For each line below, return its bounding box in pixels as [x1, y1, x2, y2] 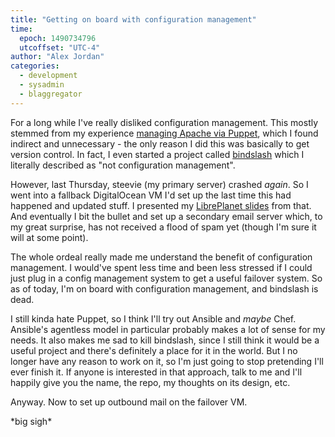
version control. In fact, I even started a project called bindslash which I [10, 148, 305, 160]
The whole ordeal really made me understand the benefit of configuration [10, 251, 313, 263]
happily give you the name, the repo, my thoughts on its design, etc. [10, 376, 291, 388]
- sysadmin [19, 80, 65, 90]
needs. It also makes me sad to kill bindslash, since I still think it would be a [10, 334, 320, 346]
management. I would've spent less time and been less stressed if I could [10, 261, 313, 273]
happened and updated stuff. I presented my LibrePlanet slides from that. [10, 199, 312, 211]
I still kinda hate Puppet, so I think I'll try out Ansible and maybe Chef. [10, 312, 297, 325]
